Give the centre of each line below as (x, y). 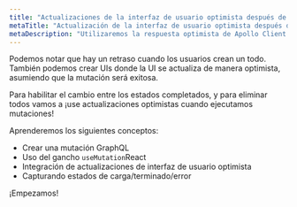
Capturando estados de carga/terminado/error (107, 176)
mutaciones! (32, 114)
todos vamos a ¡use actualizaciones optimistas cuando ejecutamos (131, 104)
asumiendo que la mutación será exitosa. (84, 78)
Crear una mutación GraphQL (76, 148)
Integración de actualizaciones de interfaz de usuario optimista (137, 167)
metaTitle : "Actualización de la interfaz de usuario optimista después (146, 26)
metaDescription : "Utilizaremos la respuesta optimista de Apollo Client (148, 34)
